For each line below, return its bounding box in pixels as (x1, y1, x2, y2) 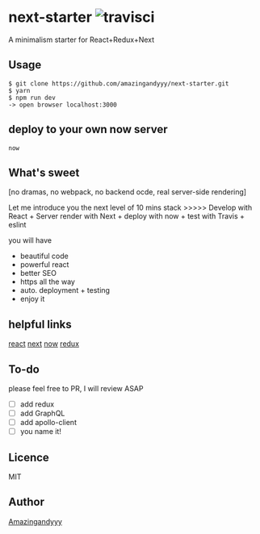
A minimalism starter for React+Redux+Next (8, 35, 155, 44)
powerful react (19, 260, 69, 269)
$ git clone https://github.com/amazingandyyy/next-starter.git (8, 79, 229, 88)
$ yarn (8, 86, 31, 94)
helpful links (8, 317, 73, 331)
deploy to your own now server (8, 123, 168, 136)
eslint (8, 220, 27, 230)
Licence (8, 450, 50, 464)
